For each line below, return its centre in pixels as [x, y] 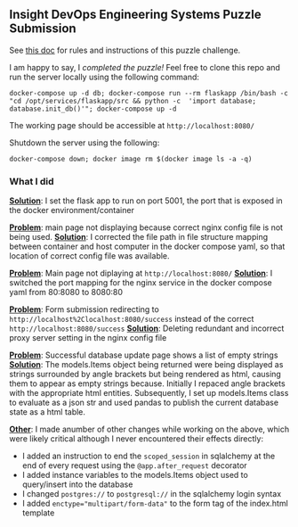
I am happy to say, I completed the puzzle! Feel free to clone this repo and [145, 67]
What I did [32, 181]
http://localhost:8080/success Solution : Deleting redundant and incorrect [147, 328]
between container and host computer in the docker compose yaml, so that [147, 247]
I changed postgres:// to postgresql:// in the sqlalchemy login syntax [152, 494]
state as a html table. [48, 412]
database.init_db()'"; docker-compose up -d [93, 109]
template [38, 513]
